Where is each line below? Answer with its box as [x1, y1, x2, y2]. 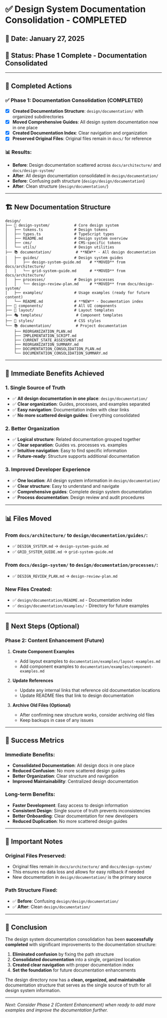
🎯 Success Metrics [5, 736, 65, 745]
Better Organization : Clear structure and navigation [12, 773, 119, 779]
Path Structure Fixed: [5, 887, 58, 894]
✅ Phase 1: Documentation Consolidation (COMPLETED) [5, 96, 143, 103]
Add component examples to [19, 663, 80, 670]
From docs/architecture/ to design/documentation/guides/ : [5, 532, 148, 539]
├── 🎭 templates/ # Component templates [5, 313, 123, 318]
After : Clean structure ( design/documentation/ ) [12, 183, 109, 189]
